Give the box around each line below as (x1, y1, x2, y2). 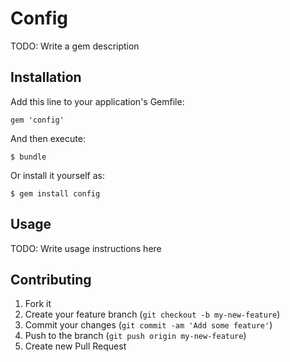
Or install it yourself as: (10, 169, 105, 181)
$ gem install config (10, 188, 101, 199)
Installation (10, 69, 82, 86)
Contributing (10, 271, 92, 288)
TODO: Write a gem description (10, 40, 140, 52)
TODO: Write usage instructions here (10, 242, 162, 254)
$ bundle (10, 152, 47, 162)
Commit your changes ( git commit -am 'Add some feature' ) (24, 319, 273, 331)
